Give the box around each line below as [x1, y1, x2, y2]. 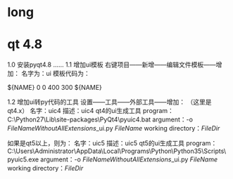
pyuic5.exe [7, 155, 39, 164]
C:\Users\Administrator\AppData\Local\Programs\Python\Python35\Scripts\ [7, 147, 227, 155]
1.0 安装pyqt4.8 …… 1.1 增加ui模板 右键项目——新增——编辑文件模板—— [7, 60, 216, 69]
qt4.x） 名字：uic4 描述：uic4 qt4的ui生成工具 [7, 107, 142, 115]
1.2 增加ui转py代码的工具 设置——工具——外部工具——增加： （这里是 [7, 98, 212, 106]
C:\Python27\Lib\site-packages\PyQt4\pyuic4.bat [7, 115, 151, 124]
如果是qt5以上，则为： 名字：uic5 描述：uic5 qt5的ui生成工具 [7, 139, 185, 147]
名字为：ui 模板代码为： [20, 69, 90, 78]
